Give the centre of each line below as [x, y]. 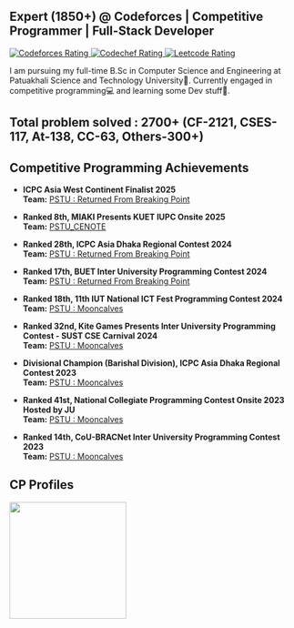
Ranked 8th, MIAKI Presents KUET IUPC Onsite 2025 [124, 217]
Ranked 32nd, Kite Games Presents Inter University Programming [149, 326]
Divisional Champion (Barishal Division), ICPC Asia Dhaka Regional [151, 363]
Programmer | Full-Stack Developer [112, 31]
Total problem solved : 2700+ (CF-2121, [123, 122]
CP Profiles [42, 485]
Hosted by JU [49, 410]
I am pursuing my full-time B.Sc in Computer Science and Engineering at [145, 70]
